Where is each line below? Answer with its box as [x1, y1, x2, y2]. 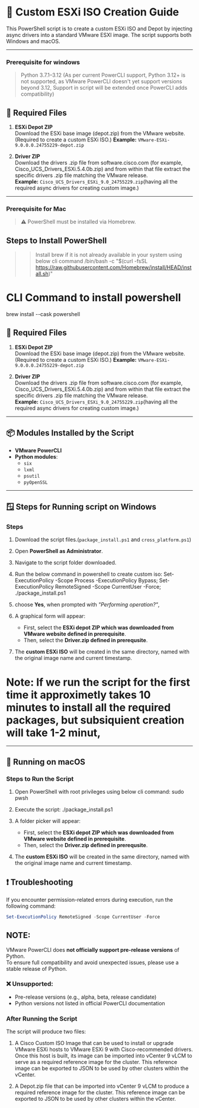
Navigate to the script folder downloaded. [14, 559, 117, 566]
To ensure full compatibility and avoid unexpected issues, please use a [6, 959, 179, 966]
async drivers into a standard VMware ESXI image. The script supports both [6, 31, 191, 38]
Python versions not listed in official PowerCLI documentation [14, 999, 165, 1006]
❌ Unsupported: [6, 980, 53, 988]
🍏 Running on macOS [6, 757, 86, 767]
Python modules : [14, 453, 58, 460]
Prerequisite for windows [6, 58, 81, 66]
